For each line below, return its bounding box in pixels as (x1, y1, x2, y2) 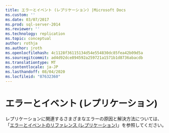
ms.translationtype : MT (5, 60, 56, 65)
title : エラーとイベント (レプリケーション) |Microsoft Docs (5, 7, 126, 13)
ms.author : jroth (5, 46, 43, 51)
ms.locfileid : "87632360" (5, 74, 60, 79)
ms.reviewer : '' (5, 27, 40, 32)
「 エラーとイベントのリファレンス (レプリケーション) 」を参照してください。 (5, 122, 166, 128)
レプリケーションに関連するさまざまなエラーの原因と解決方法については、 (5, 116, 162, 122)
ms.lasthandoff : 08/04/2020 (5, 70, 66, 75)
